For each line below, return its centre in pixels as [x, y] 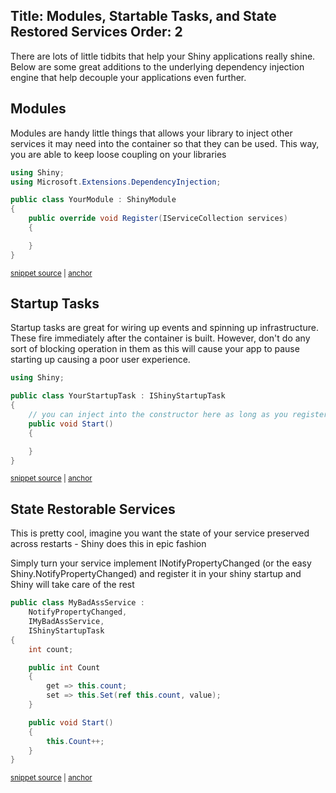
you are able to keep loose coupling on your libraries [118, 154]
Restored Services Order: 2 [96, 32]
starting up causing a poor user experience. [100, 360]
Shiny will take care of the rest [72, 585]
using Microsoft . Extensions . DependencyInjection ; [116, 182]
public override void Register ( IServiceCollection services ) [158, 219]
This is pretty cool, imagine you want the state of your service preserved [160, 533]
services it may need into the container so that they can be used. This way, [165, 143]
